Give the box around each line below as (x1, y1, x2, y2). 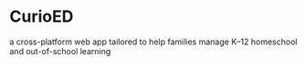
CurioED (9, 6, 74, 27)
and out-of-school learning (9, 45, 111, 56)
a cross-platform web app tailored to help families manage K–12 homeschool (9, 36, 298, 47)
